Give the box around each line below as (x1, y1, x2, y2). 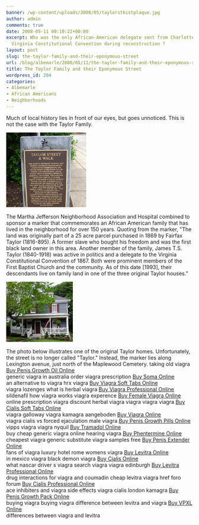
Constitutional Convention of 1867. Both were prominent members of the (6, 257, 182, 264)
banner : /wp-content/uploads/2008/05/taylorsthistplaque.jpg (6, 10, 161, 15)
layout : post (6, 48, 38, 53)
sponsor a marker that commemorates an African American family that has (6, 219, 188, 226)
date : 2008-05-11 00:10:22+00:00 (6, 29, 89, 34)
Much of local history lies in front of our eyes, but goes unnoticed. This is (6, 114, 185, 121)
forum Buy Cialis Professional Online (6, 480, 95, 487)
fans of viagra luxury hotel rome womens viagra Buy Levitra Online (6, 448, 169, 456)
